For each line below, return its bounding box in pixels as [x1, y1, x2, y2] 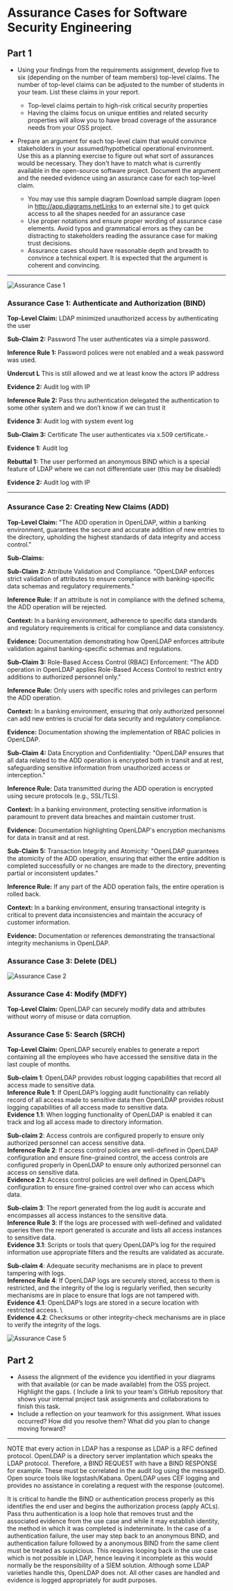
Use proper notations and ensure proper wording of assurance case [27, 217, 223, 225]
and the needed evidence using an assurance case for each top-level [17, 174, 216, 182]
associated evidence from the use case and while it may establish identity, [7, 1517, 220, 1526]
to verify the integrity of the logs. [7, 1321, 101, 1329]
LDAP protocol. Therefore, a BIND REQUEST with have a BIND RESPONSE [7, 1459, 218, 1467]
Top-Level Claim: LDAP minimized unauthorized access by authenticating [7, 314, 218, 322]
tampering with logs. [7, 1269, 66, 1278]
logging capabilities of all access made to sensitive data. [7, 1103, 169, 1112]
